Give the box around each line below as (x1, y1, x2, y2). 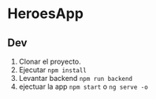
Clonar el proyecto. (18, 57, 81, 66)
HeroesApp (7, 5, 84, 23)
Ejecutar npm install (18, 65, 87, 75)
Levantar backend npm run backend (18, 74, 133, 82)
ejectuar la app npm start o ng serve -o (18, 82, 149, 91)
